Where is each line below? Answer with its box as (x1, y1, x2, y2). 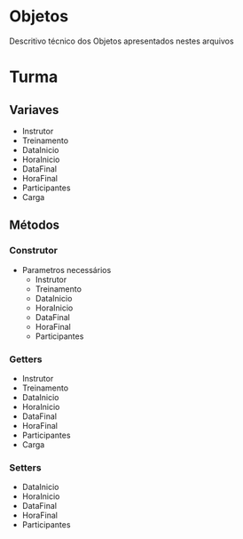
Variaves (9, 102, 59, 117)
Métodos (9, 218, 60, 233)
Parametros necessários (21, 264, 112, 275)
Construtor (9, 245, 58, 257)
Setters (9, 461, 42, 473)
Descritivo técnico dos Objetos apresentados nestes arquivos (9, 36, 234, 46)
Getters (9, 353, 43, 366)
